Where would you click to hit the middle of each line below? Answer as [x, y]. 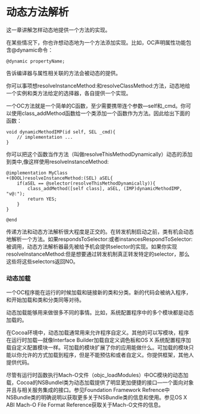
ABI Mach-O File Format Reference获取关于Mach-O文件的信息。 [85, 405]
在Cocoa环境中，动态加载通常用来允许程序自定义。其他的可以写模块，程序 [98, 333]
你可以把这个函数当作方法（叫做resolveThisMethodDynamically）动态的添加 [99, 154]
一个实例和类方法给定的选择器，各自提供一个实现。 [69, 93]
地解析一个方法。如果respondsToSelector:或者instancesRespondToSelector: [99, 239]
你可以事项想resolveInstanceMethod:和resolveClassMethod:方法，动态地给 [98, 85]
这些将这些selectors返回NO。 [42, 261]
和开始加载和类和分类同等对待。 [45, 300]
